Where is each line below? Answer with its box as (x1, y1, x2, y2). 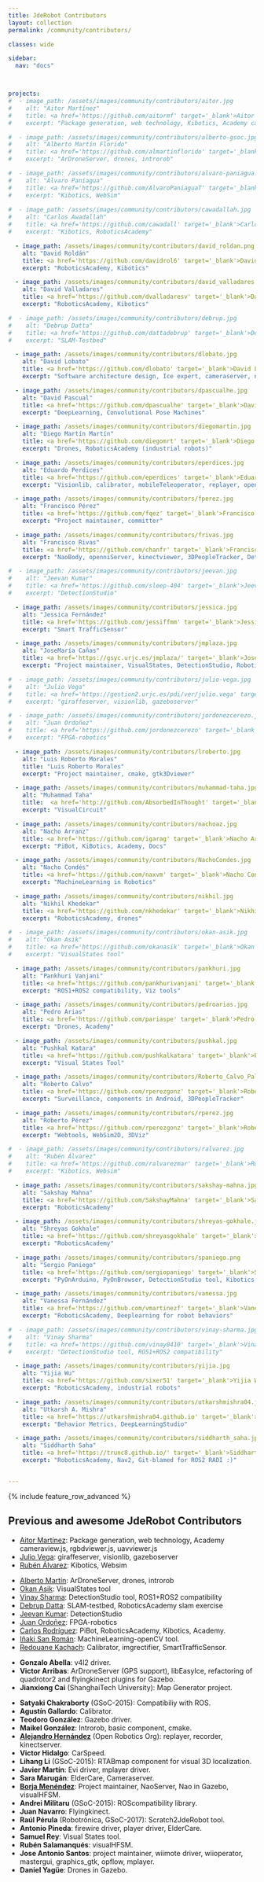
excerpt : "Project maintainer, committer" (22, 517, 163, 525)
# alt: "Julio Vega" (8, 683, 86, 691)
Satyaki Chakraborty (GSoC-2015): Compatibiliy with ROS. (19, 1698, 211, 1707)
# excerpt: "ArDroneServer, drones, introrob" (8, 155, 174, 164)
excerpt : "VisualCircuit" (22, 806, 108, 814)
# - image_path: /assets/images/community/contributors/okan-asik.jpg (8, 929, 247, 937)
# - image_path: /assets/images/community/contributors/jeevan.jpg (8, 567, 237, 575)
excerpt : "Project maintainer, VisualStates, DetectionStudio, (22, 661, 234, 669)
